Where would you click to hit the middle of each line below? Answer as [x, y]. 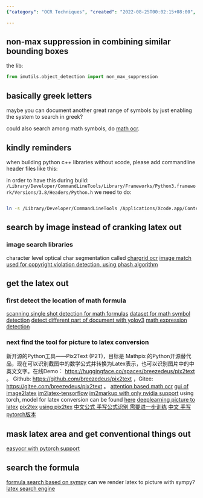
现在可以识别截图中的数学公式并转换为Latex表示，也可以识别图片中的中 [105, 364]
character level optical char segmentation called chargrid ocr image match [99, 257]
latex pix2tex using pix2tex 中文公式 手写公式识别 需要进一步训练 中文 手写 [99, 407]
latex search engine [31, 489]
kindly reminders [39, 148]
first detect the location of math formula [66, 300]
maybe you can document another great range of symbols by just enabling [99, 110]
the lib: [15, 66]
